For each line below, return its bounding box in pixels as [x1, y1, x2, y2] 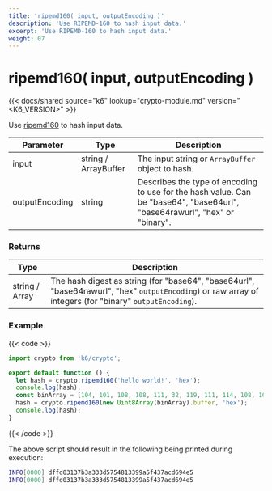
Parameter [22, 139, 64, 150]
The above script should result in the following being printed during [8, 444, 233, 454]
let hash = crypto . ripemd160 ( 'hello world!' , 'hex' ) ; [15, 376, 201, 384]
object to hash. [137, 163, 194, 175]
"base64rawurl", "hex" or [137, 207, 235, 218]
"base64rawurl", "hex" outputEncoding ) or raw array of [50, 286, 259, 297]
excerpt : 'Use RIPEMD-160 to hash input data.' [8, 27, 172, 35]
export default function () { [8, 369, 111, 377]
